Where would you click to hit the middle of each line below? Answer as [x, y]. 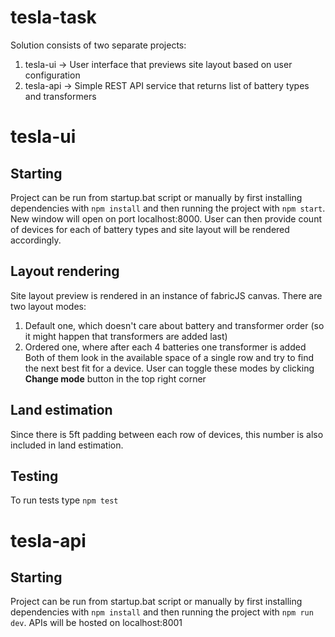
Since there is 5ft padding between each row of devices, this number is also [167, 434]
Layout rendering [65, 271]
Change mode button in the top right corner [115, 378]
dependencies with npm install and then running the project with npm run [162, 612]
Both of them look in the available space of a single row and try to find [169, 357]
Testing [34, 476]
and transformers [60, 96]
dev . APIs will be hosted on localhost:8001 [96, 623]
